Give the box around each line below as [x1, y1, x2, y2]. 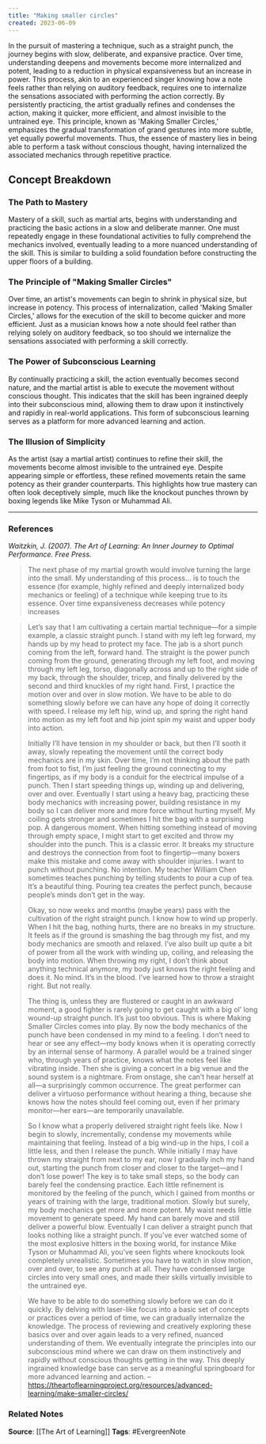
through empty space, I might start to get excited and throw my [27, 831, 234, 841]
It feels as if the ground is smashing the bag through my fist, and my [27, 931, 251, 940]
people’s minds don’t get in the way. [27, 890, 145, 899]
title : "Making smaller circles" [8, 11, 119, 20]
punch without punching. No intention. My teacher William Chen [27, 864, 237, 875]
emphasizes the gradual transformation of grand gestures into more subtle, [8, 124, 253, 135]
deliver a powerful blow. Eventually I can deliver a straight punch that [27, 1222, 253, 1232]
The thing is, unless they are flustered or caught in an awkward [27, 997, 234, 1006]
